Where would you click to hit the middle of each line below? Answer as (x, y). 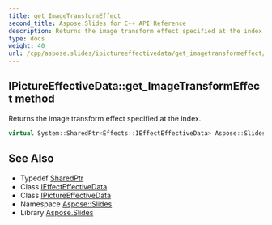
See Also (31, 159)
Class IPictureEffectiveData (66, 195)
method (35, 99)
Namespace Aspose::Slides (66, 204)
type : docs (27, 38)
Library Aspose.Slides (57, 212)
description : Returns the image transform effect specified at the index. (137, 31)
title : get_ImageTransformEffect (65, 16)
